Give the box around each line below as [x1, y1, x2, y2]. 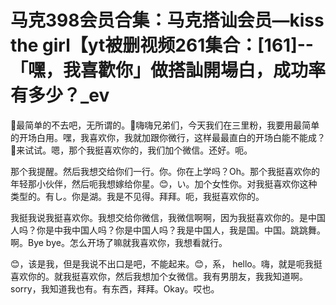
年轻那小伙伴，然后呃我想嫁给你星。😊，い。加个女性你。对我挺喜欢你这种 [10, 177, 318, 190]
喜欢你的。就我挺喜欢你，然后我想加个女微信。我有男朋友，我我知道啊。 [10, 270, 308, 282]
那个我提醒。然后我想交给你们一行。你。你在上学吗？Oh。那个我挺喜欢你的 [10, 165, 320, 177]
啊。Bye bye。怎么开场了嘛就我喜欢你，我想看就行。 [10, 236, 228, 248]
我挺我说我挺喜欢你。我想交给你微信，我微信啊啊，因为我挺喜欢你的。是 [10, 211, 308, 223]
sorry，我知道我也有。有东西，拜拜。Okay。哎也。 [10, 282, 220, 295]
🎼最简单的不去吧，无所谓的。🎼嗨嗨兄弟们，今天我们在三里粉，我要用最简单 [10, 119, 320, 131]
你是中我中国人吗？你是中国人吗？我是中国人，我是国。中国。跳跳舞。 [36, 224, 326, 236]
